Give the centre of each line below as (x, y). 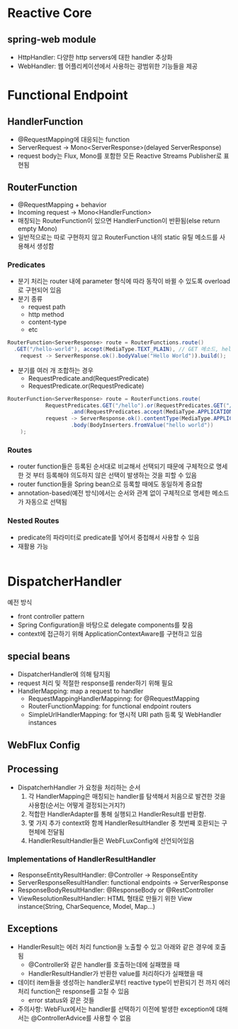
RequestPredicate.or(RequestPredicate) (86, 386)
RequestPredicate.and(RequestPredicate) (89, 378)
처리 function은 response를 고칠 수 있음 (73, 991)
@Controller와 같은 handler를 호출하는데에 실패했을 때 (104, 964)
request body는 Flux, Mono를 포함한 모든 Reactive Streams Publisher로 (120, 156)
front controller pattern (51, 616)
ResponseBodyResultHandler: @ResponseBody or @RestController (115, 890)
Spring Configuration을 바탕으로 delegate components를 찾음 (105, 625)
